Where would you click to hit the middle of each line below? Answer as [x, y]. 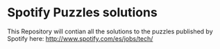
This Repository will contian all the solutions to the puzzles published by [110, 31]
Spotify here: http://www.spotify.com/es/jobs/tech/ [80, 38]
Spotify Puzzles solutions [82, 13]
